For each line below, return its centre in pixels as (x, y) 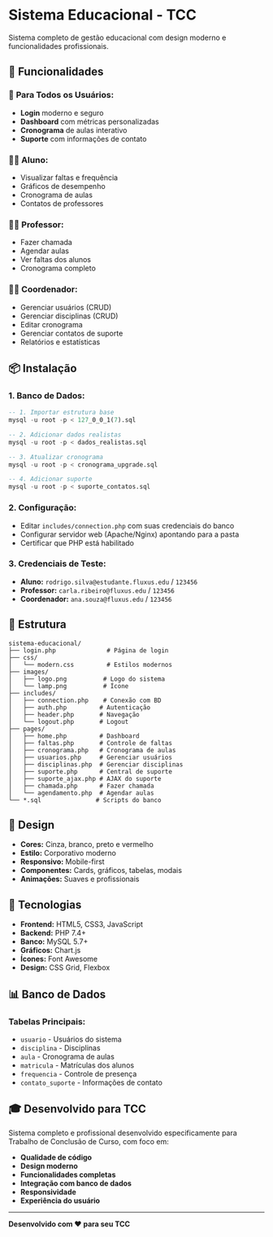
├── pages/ (27, 729)
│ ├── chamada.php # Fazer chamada (81, 786)
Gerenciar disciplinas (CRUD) (69, 316)
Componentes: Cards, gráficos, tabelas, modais (101, 871)
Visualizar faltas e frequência (69, 178)
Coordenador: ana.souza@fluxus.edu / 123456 (96, 599)
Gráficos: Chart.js (50, 950)
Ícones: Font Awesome (59, 959)
